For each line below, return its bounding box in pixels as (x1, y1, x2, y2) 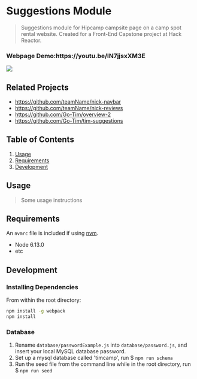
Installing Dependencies (6, 283, 79, 291)
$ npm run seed (14, 367, 53, 374)
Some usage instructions (20, 196, 83, 204)
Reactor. (20, 37, 42, 44)
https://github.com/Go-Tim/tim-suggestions (14, 117, 123, 125)
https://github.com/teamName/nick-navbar (14, 98, 122, 105)
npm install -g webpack (6, 308, 66, 314)
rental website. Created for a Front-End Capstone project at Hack (20, 30, 182, 37)
